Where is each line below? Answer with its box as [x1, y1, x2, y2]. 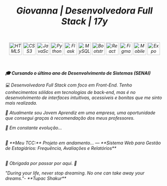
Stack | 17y [61, 16, 108, 27]
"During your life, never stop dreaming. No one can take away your [5, 170, 145, 176]
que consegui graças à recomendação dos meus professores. [5, 115, 135, 121]
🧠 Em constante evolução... [5, 125, 62, 131]
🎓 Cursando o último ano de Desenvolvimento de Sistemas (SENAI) [5, 70, 151, 76]
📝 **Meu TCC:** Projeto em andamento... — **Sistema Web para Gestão [5, 140, 161, 146]
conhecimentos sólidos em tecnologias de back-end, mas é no [5, 89, 136, 95]
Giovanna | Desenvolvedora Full [16, 5, 153, 17]
